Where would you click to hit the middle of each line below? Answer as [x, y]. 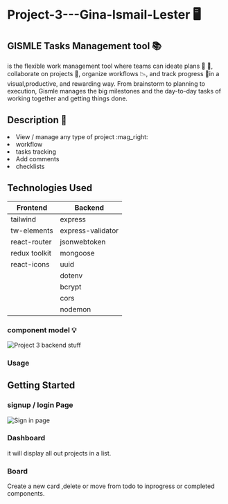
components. [26, 494]
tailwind [24, 219]
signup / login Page [40, 405]
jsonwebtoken [83, 242]
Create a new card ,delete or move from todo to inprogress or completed [111, 486]
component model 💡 [42, 330]
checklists [30, 166]
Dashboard [26, 438]
